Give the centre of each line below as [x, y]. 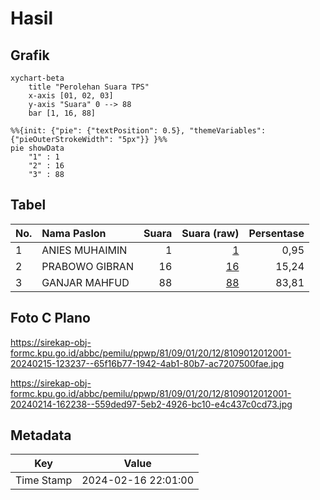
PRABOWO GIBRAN [87, 266]
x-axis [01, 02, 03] [71, 96]
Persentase [276, 233]
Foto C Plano [50, 318]
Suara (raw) [210, 233]
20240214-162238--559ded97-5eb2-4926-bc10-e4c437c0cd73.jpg [151, 404]
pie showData [37, 148]
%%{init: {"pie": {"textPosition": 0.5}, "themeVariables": [138, 131]
